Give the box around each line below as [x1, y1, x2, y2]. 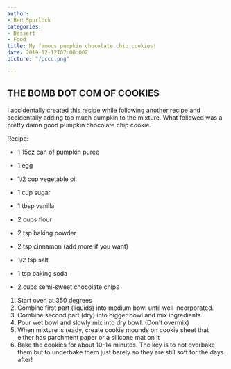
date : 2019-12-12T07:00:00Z [7, 49, 89, 56]
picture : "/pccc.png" [7, 56, 70, 63]
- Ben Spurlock [7, 17, 51, 24]
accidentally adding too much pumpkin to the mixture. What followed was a [7, 113, 223, 122]
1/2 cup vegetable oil [17, 175, 78, 183]
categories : [7, 23, 42, 30]
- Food [7, 36, 26, 43]
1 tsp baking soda [17, 269, 68, 277]
